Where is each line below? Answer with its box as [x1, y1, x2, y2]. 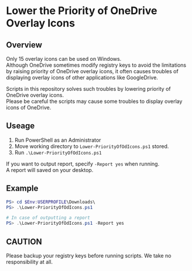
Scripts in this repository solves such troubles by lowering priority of [6, 85, 171, 92]
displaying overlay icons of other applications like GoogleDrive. [6, 74, 158, 81]
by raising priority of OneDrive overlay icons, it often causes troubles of [6, 68, 179, 74]
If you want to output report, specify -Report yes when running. [6, 160, 160, 167]
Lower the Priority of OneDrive [6, 4, 157, 18]
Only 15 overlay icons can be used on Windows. [6, 56, 122, 62]
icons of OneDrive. [6, 104, 52, 111]
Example [6, 183, 39, 194]
